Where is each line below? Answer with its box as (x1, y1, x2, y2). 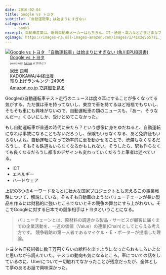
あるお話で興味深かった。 (18, 265, 70, 271)
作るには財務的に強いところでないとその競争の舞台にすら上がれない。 (13, 200, 157, 206)
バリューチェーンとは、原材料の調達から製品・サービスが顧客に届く (17, 217, 156, 223)
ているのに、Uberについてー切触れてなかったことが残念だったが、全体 (5, 259, 149, 265)
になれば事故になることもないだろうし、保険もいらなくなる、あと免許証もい (5, 131, 161, 137)
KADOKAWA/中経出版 (9, 73, 54, 79)
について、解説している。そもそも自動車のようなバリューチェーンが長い (9, 194, 156, 200)
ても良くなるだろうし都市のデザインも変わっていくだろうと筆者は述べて (5, 149, 152, 155)
